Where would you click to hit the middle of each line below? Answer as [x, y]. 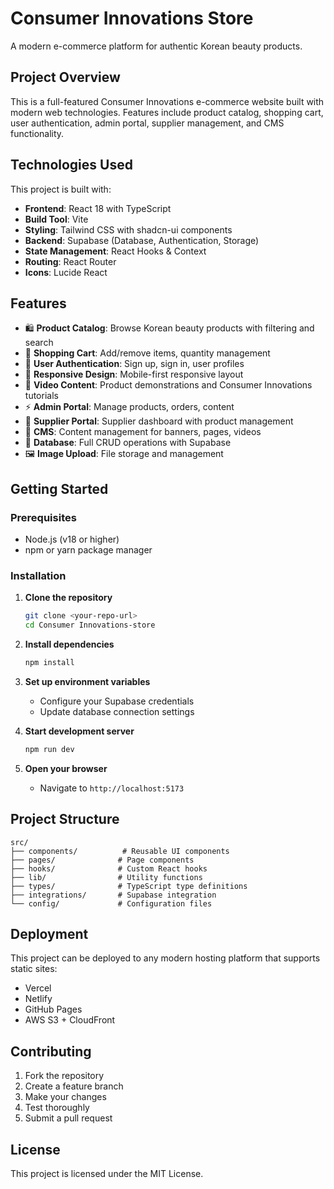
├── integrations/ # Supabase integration [113, 895]
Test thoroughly [57, 1108]
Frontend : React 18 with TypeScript [98, 208]
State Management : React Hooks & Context [115, 251]
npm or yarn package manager [88, 550]
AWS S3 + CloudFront [70, 1020]
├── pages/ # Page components [102, 860]
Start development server [79, 731]
